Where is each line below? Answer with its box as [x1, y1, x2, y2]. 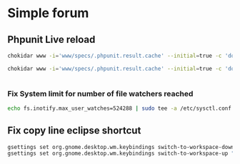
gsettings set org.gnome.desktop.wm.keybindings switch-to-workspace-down [7, 143, 235, 150]
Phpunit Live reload [7, 34, 96, 46]
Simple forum [7, 5, 89, 21]
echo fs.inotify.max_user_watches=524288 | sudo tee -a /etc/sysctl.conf [7, 105, 232, 112]
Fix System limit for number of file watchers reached [7, 88, 194, 98]
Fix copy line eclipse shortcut [7, 125, 141, 137]
